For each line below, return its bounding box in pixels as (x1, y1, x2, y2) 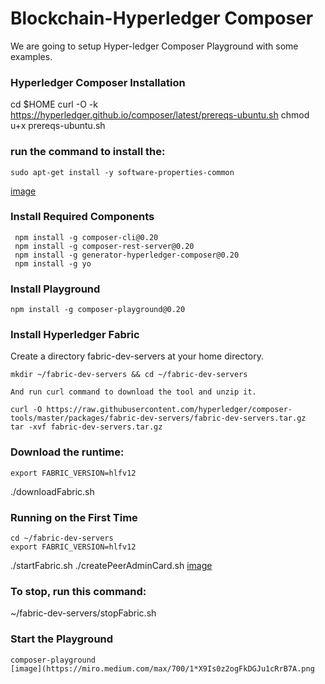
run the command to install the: (10, 145, 166, 159)
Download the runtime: (10, 445, 125, 459)
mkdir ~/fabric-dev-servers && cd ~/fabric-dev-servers (10, 370, 248, 380)
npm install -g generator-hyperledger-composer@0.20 (14, 250, 240, 260)
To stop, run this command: (10, 584, 147, 598)
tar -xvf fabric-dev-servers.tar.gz (10, 422, 163, 432)
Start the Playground (10, 632, 114, 646)
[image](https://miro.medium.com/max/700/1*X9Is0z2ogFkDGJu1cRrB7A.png (10, 663, 315, 674)
